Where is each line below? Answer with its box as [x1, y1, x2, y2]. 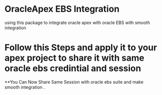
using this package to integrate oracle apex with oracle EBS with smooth [4, 20, 150, 25]
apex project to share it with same [4, 52, 144, 64]
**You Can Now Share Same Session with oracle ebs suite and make [4, 79, 143, 85]
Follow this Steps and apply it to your [4, 42, 157, 53]
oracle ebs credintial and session [4, 63, 142, 74]
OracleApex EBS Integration [4, 3, 120, 15]
